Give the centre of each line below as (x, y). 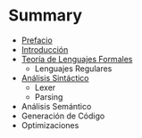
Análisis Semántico (56, 106)
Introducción (45, 49)
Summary (45, 16)
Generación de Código (63, 116)
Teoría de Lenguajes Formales (77, 59)
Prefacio (37, 40)
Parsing (49, 97)
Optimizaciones (50, 125)
